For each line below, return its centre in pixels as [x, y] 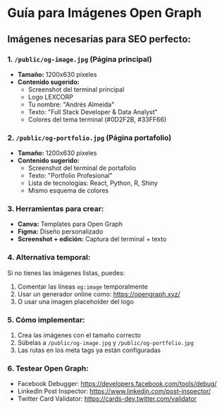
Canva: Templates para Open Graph [70, 224]
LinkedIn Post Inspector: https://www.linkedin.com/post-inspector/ [114, 391]
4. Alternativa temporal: [49, 258]
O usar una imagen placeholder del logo [75, 301]
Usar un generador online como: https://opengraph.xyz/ [99, 294]
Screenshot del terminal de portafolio [82, 168]
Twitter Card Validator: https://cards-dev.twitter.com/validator [107, 399]
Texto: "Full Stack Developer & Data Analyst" [93, 111]
